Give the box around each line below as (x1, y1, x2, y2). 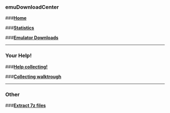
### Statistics (5, 25, 34, 31)
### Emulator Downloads (5, 34, 59, 41)
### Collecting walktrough (5, 73, 62, 80)
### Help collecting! (5, 63, 48, 69)
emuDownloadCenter (5, 4, 59, 11)
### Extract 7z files (5, 102, 46, 108)
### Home (5, 15, 27, 21)
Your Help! (5, 52, 32, 59)
